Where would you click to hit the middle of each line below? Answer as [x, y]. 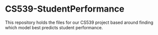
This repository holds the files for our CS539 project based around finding [79, 22]
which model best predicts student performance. [54, 27]
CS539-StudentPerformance [65, 9]
